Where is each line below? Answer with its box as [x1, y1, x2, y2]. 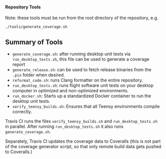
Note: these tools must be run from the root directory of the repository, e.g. [5, 15, 159, 21]
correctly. [12, 109, 32, 115]
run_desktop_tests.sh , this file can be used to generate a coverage [12, 56, 150, 62]
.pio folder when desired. [12, 72, 65, 78]
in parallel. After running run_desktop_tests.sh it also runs [5, 123, 124, 129]
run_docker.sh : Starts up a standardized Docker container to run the [12, 93, 151, 99]
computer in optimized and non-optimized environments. [12, 88, 129, 94]
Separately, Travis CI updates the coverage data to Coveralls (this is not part [5, 138, 161, 144]
